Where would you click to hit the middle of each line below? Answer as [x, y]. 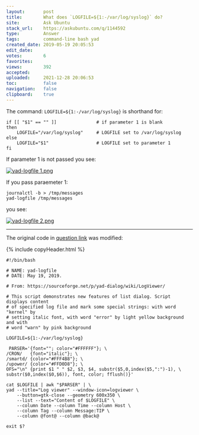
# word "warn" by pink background [49, 328]
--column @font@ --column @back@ [58, 416]
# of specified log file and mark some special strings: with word [91, 307]
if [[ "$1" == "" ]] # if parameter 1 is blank [84, 122]
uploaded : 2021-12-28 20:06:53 [50, 78]
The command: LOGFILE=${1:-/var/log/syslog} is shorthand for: [84, 111]
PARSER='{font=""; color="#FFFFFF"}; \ [58, 348]
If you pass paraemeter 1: [37, 182]
